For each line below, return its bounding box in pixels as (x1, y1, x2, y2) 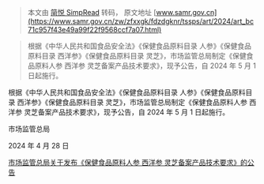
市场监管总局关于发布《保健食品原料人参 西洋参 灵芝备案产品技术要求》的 (8, 158, 247, 167)
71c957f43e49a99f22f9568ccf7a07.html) (27, 25, 162, 34)
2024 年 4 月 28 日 (8, 141, 70, 150)
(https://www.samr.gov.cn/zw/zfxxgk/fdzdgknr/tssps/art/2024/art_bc (27, 17, 255, 26)
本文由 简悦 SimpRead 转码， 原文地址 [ (27, 8, 157, 17)
